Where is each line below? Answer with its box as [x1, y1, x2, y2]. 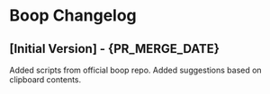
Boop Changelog [9, 5, 137, 26]
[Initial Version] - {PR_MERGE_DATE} [9, 41, 220, 56]
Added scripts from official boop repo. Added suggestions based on [9, 64, 263, 75]
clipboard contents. [9, 74, 82, 85]
